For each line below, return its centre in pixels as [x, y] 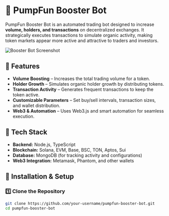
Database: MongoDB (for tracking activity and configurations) [77, 155]
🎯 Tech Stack [26, 132]
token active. [26, 95]
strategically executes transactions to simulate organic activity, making [79, 35]
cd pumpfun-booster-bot [30, 208]
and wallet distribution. [36, 105]
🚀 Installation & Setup [40, 176]
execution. [24, 116]
